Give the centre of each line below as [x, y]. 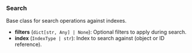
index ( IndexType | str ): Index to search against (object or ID [90, 38]
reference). [28, 44]
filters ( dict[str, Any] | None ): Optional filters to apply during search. [100, 32]
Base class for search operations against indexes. [66, 21]
